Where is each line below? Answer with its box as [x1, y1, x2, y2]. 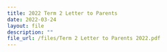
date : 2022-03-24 [7, 16, 57, 23]
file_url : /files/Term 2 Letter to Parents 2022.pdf [7, 35, 161, 42]
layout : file [7, 22, 44, 29]
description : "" [7, 28, 53, 36]
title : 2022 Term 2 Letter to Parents [7, 9, 118, 17]
